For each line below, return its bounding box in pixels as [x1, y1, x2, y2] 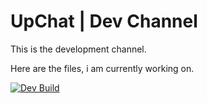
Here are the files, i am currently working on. [10, 62, 195, 74]
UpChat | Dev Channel [10, 10, 198, 33]
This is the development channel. [10, 43, 147, 55]
